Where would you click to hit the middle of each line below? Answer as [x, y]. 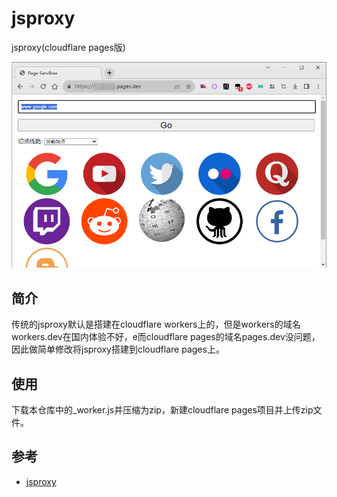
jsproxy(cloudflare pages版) [68, 47]
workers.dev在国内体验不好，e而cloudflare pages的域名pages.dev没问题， [166, 337]
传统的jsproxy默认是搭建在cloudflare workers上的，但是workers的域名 [156, 324]
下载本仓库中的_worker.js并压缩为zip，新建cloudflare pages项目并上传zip [162, 410]
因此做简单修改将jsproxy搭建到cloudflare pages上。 [118, 349]
